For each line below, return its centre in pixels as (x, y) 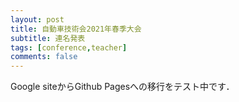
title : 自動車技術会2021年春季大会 (76, 29)
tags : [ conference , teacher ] (69, 47)
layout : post (37, 19)
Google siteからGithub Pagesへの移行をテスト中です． (122, 87)
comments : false (44, 57)
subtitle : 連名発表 (48, 38)
